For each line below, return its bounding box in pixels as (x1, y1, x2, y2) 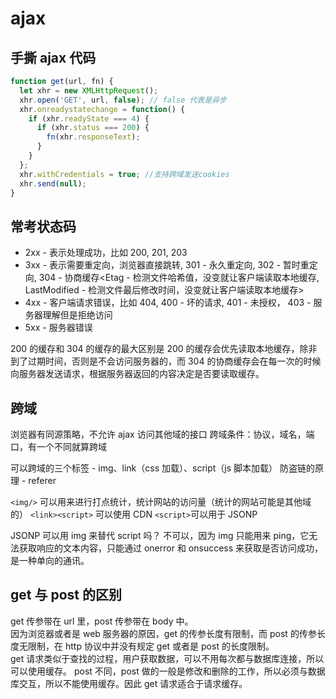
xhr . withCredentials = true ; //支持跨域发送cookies (19, 169, 230, 179)
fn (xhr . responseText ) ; (46, 132, 141, 142)
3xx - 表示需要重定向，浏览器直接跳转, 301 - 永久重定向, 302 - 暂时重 (24, 259, 310, 271)
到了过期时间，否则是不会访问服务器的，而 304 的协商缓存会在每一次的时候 (10, 355, 322, 367)
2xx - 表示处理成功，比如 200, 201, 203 (24, 247, 188, 259)
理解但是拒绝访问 (42, 309, 113, 321)
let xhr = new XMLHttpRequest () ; (19, 85, 159, 96)
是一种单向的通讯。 (10, 555, 90, 566)
